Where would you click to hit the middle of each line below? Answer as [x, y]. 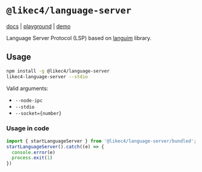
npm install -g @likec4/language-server [58, 71]
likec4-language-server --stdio [47, 77]
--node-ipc [29, 101]
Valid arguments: [27, 88]
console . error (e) [34, 152]
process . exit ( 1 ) [32, 158]
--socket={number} [38, 113]
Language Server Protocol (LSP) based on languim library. [79, 38]
